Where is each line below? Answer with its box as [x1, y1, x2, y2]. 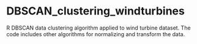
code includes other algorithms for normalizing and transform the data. [6, 30, 185, 37]
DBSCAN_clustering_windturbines [6, 4, 185, 18]
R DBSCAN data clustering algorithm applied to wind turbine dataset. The [6, 24, 191, 31]
